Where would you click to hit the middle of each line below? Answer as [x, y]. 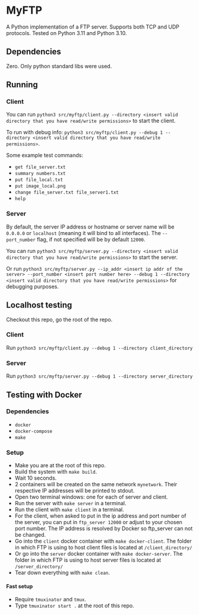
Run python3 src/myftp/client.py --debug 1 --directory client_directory [99, 347]
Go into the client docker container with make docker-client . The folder [103, 541]
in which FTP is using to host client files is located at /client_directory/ [103, 547]
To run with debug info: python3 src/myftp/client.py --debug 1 [85, 132]
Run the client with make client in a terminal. [70, 510]
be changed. [30, 535]
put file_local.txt [39, 180]
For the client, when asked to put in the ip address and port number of [100, 516]
